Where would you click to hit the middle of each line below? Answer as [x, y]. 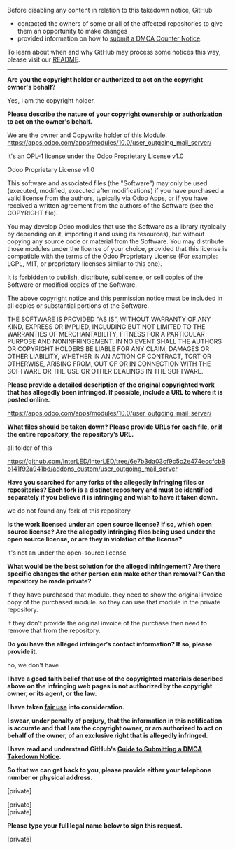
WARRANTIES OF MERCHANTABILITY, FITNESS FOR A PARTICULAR [106, 334]
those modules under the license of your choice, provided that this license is [117, 249]
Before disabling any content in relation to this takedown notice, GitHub [110, 10]
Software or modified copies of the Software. [72, 285]
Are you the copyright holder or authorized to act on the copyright [105, 79]
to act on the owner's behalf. [50, 121]
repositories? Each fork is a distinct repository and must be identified [110, 490]
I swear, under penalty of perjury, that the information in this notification [115, 721]
